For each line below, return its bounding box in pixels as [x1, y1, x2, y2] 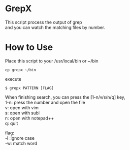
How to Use [5, 42, 53, 53]
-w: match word [5, 140, 37, 146]
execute [5, 76, 22, 82]
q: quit [5, 120, 18, 126]
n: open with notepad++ [5, 115, 54, 121]
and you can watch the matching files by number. [5, 24, 105, 30]
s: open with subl [5, 110, 40, 116]
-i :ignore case [5, 135, 35, 141]
